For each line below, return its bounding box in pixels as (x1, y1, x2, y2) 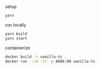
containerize (5, 45, 30, 50)
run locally (5, 22, 26, 28)
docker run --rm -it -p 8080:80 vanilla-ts (5, 59, 96, 64)
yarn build (5, 31, 27, 36)
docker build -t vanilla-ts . (5, 54, 67, 59)
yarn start (5, 36, 27, 41)
